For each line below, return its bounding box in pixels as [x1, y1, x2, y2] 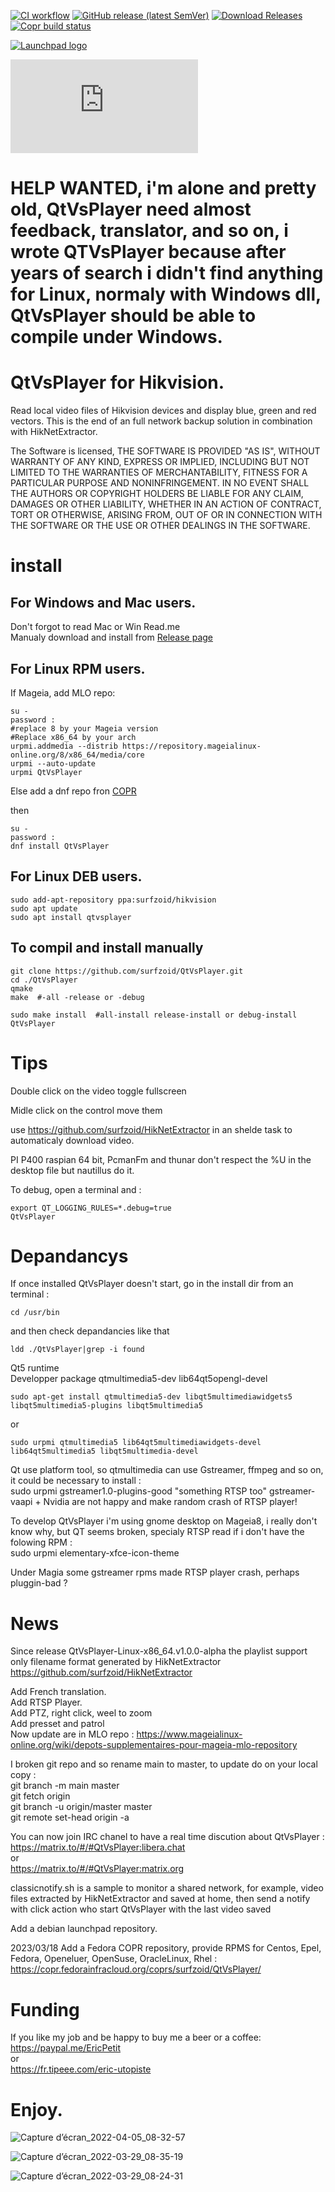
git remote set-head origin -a [10, 1811, 130, 1824]
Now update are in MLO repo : [10, 1728, 135, 1740]
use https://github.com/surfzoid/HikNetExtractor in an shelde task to [10, 1123, 293, 1135]
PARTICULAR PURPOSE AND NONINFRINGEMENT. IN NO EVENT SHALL [10, 477, 310, 489]
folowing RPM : [10, 1536, 73, 1549]
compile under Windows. [10, 326, 223, 349]
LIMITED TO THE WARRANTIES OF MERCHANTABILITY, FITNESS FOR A [10, 466, 308, 479]
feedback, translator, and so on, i [10, 220, 289, 242]
